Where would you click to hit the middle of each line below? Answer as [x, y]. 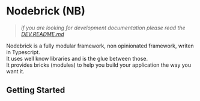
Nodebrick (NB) [46, 11]
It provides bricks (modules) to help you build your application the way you [98, 65]
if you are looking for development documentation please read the [103, 28]
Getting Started [36, 90]
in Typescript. [23, 52]
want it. [16, 71]
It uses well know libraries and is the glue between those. [77, 58]
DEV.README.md [42, 34]
